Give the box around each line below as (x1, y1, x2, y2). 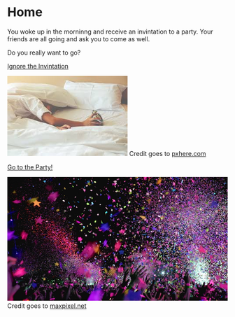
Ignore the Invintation (7, 62, 69, 70)
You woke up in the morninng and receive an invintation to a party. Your (7, 27, 213, 36)
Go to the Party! (7, 162, 53, 171)
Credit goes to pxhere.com (129, 149, 206, 157)
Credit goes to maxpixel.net (7, 302, 87, 310)
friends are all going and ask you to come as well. (7, 34, 150, 43)
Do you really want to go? (7, 48, 81, 57)
